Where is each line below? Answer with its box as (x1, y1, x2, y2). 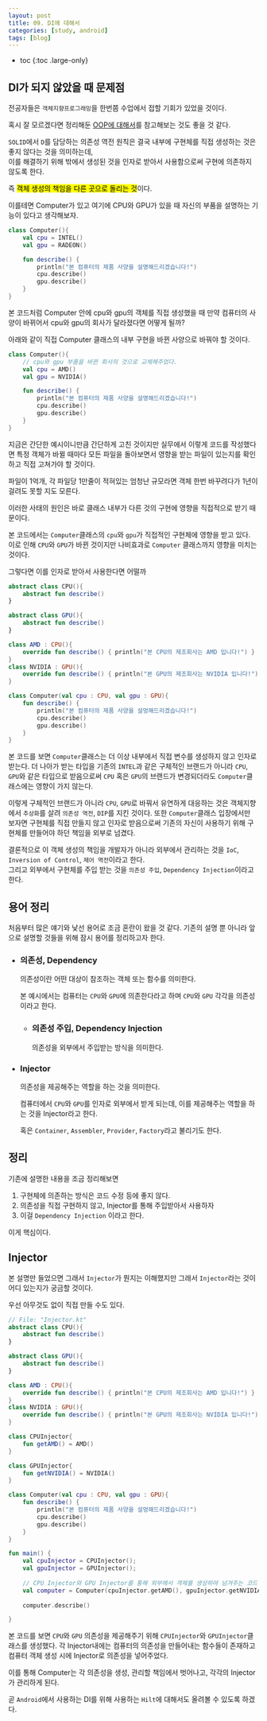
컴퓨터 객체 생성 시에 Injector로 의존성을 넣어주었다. (8, 1651, 169, 1661)
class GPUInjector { (8, 1462, 73, 1470)
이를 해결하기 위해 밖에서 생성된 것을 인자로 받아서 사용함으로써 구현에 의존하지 (8, 157, 253, 167)
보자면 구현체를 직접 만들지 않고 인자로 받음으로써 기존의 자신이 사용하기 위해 (8, 818, 246, 828)
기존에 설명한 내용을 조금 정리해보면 (8, 1173, 119, 1183)
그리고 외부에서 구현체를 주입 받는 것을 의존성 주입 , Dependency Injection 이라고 (8, 865, 254, 874)
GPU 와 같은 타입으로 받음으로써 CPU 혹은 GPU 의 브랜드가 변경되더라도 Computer (8, 772, 247, 781)
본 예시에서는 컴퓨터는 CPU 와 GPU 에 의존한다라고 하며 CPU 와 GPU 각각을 (19, 991, 234, 1001)
